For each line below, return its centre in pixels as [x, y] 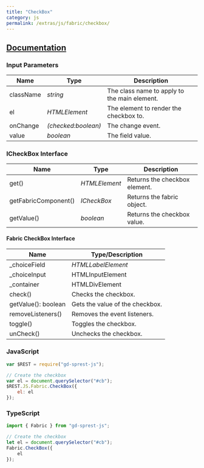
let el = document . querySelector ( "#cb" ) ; [59, 443]
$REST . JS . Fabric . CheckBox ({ [42, 386]
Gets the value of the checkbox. [117, 304]
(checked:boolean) [74, 126]
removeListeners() [36, 314]
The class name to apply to [145, 91]
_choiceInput [28, 275]
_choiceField [27, 264]
